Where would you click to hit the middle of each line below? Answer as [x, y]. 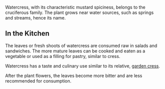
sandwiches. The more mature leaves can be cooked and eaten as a [75, 51]
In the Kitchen [27, 34]
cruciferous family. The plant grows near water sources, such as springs [80, 12]
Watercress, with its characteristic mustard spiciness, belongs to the [75, 7]
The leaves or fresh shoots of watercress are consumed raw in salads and [81, 45]
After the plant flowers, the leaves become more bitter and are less [74, 75]
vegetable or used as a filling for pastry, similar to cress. [63, 56]
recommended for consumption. [38, 81]
